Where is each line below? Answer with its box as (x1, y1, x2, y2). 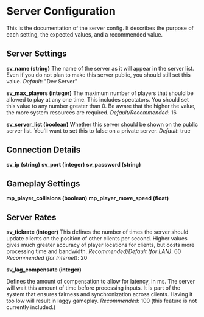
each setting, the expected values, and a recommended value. (6, 30, 163, 38)
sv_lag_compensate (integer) (6, 266, 82, 273)
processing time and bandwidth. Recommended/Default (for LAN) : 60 (6, 248, 181, 255)
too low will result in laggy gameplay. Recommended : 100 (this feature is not (6, 297, 197, 305)
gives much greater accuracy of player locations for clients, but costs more (6, 242, 195, 249)
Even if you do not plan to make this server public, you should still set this (6, 71, 191, 78)
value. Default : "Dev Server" (6, 77, 77, 85)
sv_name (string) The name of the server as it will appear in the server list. (6, 64, 194, 72)
